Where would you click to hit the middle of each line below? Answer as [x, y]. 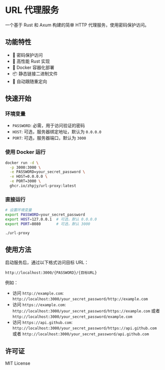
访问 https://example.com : [39, 305]
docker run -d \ [22, 163]
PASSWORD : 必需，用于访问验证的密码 [49, 126]
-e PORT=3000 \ [25, 181]
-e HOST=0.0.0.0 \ [29, 177]
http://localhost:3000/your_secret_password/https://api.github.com [84, 328]
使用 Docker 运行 [26, 152]
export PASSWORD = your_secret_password [45, 215]
